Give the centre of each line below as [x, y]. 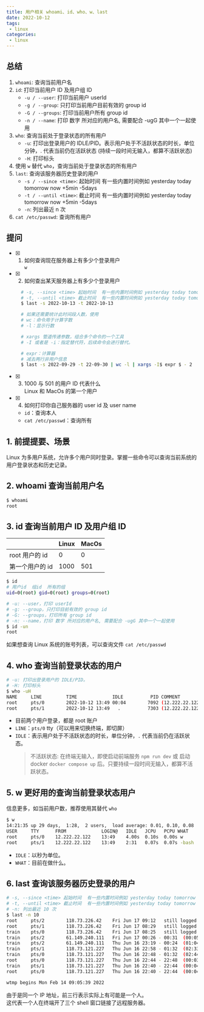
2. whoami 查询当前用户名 [55, 486]
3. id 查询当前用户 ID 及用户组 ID [66, 527]
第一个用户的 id [31, 567]
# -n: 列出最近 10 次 [31, 909]
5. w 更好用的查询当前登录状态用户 [71, 793]
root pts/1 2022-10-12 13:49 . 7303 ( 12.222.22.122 [103, 708]
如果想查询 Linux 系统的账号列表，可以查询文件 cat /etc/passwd [86, 644]
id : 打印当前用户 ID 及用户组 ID [53, 89]
